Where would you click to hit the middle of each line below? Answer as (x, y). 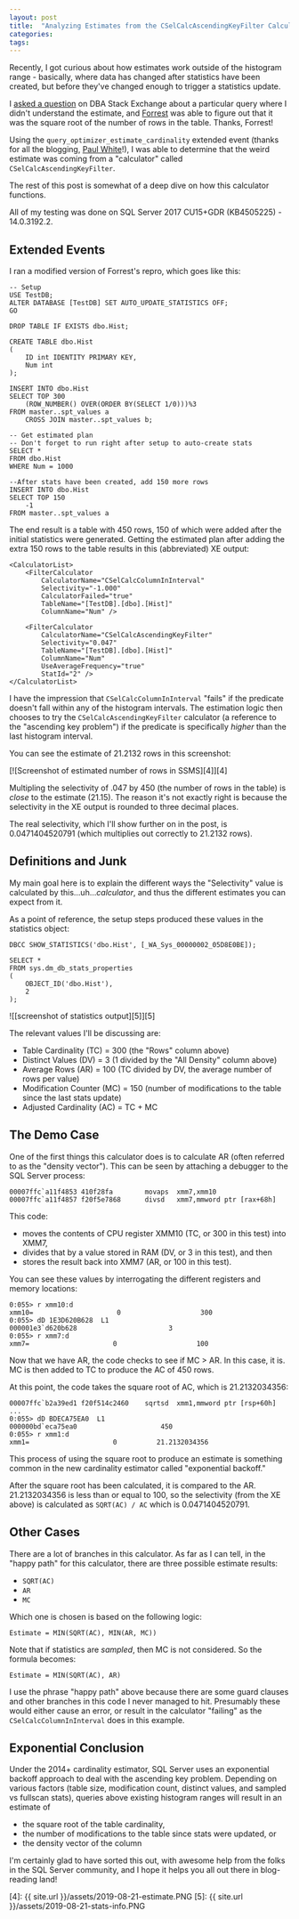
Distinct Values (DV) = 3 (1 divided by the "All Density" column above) (149, 1059)
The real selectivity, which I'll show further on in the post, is (118, 824)
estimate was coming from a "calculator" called (96, 159)
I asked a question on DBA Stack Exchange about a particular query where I (148, 104)
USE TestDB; (31, 296)
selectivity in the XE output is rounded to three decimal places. (124, 807)
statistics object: (39, 928)
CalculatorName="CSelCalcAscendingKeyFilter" (127, 636)
